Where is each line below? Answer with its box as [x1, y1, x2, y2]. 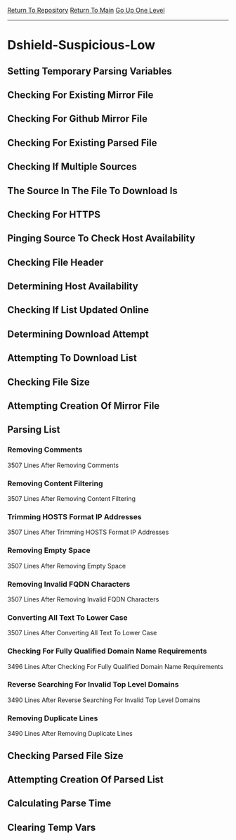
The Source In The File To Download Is [7, 184, 178, 196]
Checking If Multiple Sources [7, 161, 137, 173]
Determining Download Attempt [7, 328, 149, 340]
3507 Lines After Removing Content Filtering [7, 495, 136, 503]
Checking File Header [7, 256, 104, 268]
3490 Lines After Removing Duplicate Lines [7, 730, 133, 738]
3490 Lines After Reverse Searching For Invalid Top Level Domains [7, 696, 201, 704]
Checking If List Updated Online [7, 304, 150, 316]
